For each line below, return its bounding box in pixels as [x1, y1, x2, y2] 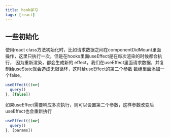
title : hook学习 [5, 7, 38, 13]
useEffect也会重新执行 [5, 108, 52, 114]
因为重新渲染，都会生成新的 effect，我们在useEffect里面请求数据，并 [15, 60, 160, 66]
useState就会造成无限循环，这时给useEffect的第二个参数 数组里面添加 [14, 66, 161, 72]
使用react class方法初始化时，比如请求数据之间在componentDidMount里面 [5, 47, 161, 53]
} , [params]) [5, 128, 33, 133]
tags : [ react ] [5, 12, 36, 17]
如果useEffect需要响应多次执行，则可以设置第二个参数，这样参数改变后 [5, 101, 154, 107]
